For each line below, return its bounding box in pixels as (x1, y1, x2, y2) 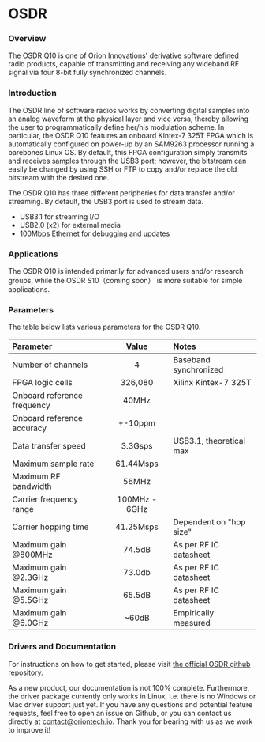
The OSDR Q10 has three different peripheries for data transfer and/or (8, 187, 235, 198)
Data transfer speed (12, 441, 87, 452)
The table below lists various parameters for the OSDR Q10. (8, 322, 201, 332)
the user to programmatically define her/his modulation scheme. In (8, 122, 225, 131)
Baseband (173, 354, 211, 365)
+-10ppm (118, 418, 156, 429)
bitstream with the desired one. (8, 172, 110, 182)
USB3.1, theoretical (173, 436, 246, 447)
